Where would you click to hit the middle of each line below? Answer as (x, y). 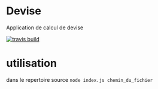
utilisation (31, 63)
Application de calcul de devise (45, 27)
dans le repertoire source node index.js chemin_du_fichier (80, 79)
